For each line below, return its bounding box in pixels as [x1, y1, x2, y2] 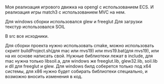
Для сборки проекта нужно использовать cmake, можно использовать [5, 43, 154, 48]
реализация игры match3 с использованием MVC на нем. [5, 9, 126, 15]
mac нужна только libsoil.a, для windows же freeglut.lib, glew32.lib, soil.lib [5, 58, 158, 64]
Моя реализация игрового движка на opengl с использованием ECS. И [5, 4, 154, 10]
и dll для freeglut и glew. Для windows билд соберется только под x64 [5, 63, 151, 69]
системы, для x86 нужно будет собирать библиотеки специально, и [5, 68, 148, 74]
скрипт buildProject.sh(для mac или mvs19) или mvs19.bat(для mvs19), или [5, 48, 159, 53]
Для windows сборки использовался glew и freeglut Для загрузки [5, 19, 143, 24]
